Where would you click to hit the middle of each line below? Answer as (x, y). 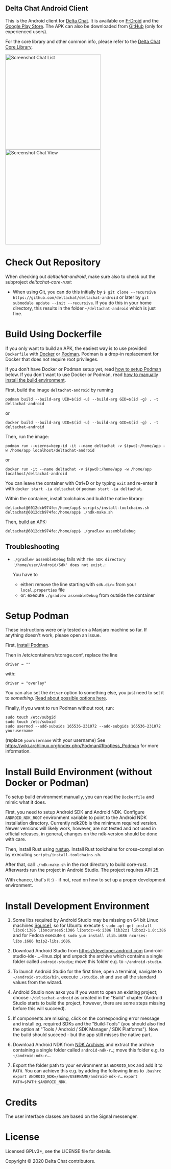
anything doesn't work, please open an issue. (53, 635)
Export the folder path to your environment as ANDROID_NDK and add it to (88, 1065)
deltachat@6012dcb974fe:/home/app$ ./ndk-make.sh (59, 512)
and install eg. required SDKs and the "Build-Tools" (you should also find (89, 1024)
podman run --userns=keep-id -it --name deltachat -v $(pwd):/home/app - (86, 446)
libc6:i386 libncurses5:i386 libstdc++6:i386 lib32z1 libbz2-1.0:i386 (89, 930)
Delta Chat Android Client (47, 8)
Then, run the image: (27, 436)
